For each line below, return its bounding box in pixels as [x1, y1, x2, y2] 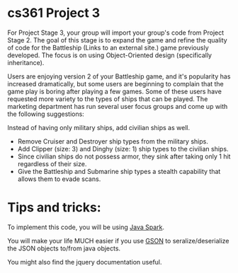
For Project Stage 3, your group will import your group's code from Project [7, 28, 225, 37]
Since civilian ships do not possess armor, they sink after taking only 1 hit [17, 152, 231, 161]
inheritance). [7, 58, 45, 66]
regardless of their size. [17, 159, 87, 168]
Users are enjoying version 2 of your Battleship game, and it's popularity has [7, 72, 231, 81]
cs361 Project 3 [7, 5, 101, 21]
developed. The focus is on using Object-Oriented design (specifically [7, 51, 212, 59]
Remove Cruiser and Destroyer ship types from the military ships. [17, 136, 209, 146]
